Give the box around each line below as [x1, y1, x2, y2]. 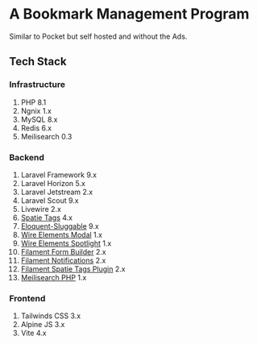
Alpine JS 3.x [20, 320, 65, 329]
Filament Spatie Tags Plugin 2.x [20, 263, 126, 274]
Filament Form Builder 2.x [20, 247, 107, 256]
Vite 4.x [20, 328, 47, 338]
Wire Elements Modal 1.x [20, 230, 103, 239]
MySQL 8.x [20, 114, 58, 124]
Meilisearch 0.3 [20, 131, 73, 141]
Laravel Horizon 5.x [20, 178, 85, 188]
